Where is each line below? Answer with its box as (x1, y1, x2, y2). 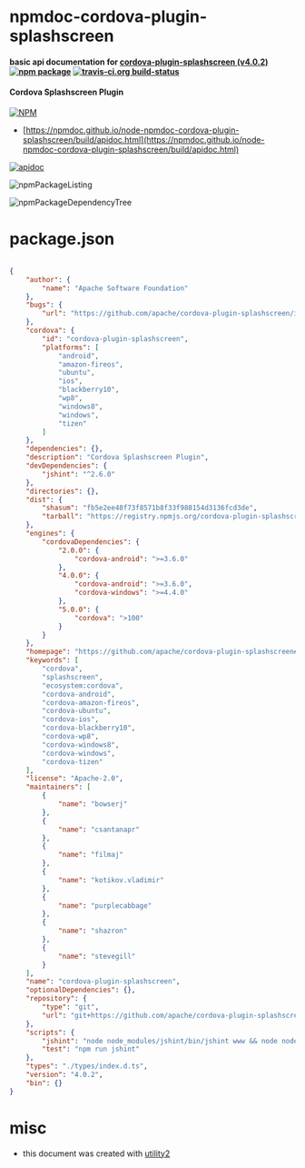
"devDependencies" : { (25, 461, 107, 470)
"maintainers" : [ (25, 782, 92, 792)
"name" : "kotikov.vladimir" (57, 875, 165, 884)
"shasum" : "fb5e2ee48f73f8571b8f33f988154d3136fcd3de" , (42, 503, 258, 513)
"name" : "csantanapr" (57, 825, 141, 834)
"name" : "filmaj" (57, 851, 124, 860)
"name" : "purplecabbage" (57, 901, 152, 911)
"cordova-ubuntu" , (42, 707, 112, 716)
